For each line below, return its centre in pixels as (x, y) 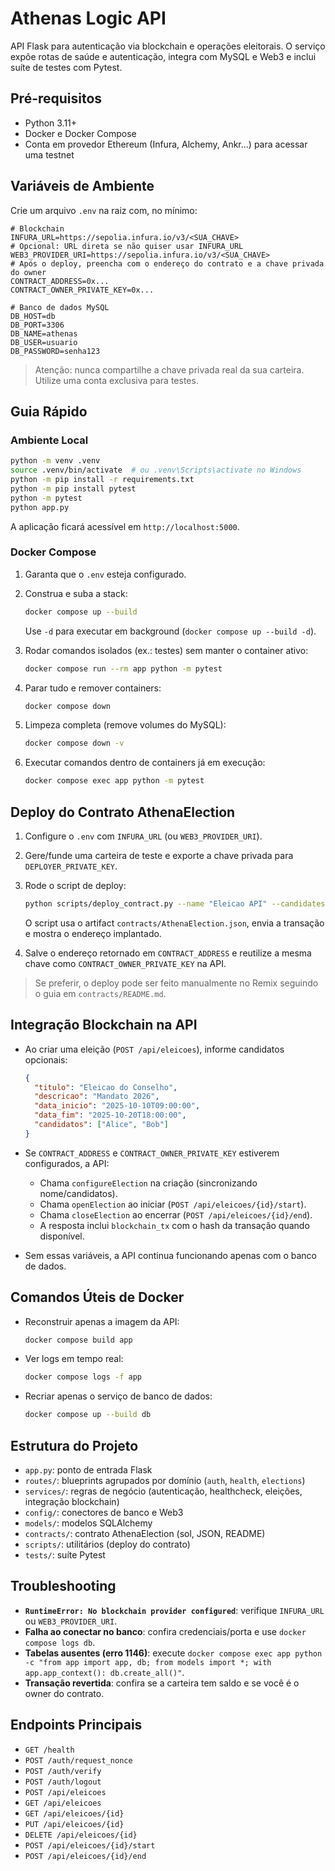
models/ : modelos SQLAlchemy (88, 1523)
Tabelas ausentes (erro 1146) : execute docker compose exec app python (173, 1653)
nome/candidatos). (78, 1193)
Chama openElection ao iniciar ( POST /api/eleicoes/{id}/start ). (173, 1204)
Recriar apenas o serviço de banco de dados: (118, 1396)
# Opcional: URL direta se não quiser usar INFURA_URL (127, 246)
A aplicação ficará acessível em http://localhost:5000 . (125, 526)
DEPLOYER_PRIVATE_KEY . (71, 866)
